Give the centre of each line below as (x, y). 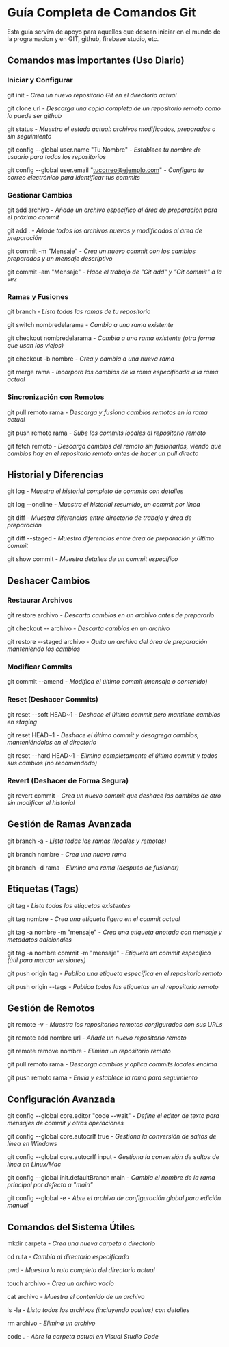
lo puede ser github (35, 115)
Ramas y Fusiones (38, 296)
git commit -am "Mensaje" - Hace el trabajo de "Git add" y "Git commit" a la (114, 272)
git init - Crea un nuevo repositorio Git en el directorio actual (92, 95)
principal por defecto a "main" (50, 1185)
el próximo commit (33, 217)
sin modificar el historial (41, 802)
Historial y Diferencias (55, 475)
